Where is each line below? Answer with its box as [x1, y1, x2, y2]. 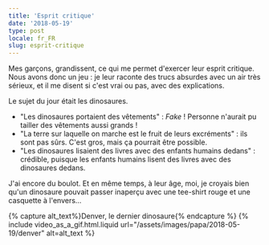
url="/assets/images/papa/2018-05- [120, 220, 241, 230]
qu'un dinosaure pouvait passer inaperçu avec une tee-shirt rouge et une [8, 187, 251, 197]
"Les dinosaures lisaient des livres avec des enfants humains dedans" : [19, 146, 255, 156]
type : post [8, 27, 45, 35]
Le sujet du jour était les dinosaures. [8, 96, 128, 106]
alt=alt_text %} [46, 228, 95, 238]
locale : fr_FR [8, 34, 56, 43]
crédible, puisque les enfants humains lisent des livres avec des [19, 154, 231, 165]
